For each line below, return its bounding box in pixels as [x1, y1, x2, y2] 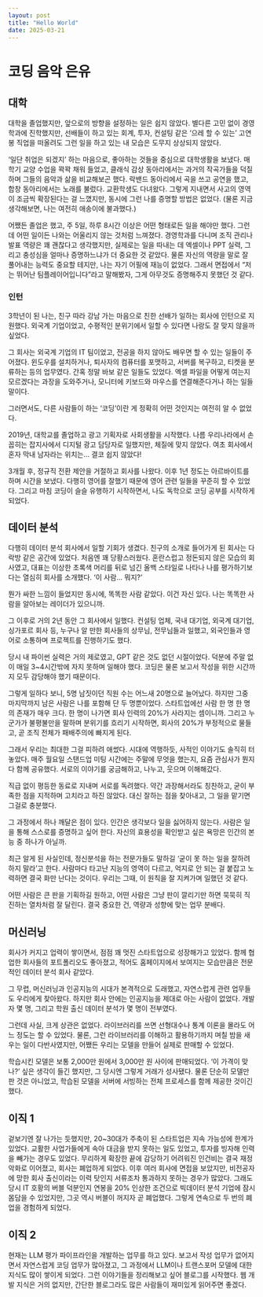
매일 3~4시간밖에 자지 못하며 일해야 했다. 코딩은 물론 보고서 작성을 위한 [16, 662, 235, 672]
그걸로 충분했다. [8, 801, 57, 810]
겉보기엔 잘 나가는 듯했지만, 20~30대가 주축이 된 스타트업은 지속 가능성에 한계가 [8, 1134, 254, 1144]
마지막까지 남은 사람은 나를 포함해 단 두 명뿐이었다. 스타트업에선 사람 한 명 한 [8, 698, 243, 708]
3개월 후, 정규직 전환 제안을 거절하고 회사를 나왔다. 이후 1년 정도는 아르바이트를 [8, 466, 250, 476]
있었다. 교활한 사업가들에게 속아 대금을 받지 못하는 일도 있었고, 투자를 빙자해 [8, 1144, 241, 1153]
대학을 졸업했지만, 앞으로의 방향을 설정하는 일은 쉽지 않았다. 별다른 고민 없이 [8, 119, 241, 128]
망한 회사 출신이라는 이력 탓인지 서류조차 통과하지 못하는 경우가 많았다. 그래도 [16, 1174, 254, 1183]
